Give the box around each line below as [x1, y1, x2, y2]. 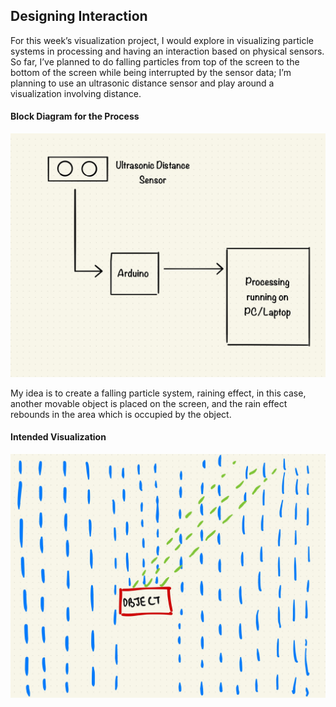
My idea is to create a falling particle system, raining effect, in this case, [10, 387, 307, 399]
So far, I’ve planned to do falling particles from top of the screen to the [10, 55, 300, 68]
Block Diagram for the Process [10, 110, 140, 123]
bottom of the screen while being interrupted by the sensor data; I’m [10, 66, 292, 78]
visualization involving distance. [10, 87, 142, 99]
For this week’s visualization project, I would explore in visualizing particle [10, 34, 314, 46]
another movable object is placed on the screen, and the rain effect [10, 397, 288, 409]
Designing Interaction [10, 8, 148, 25]
